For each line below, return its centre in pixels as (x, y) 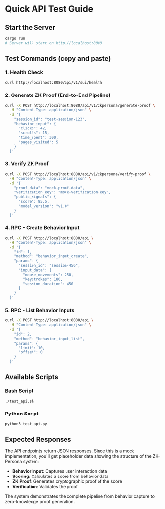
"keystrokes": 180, (43, 279)
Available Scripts (32, 377)
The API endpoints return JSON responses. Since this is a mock (70, 451)
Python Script (22, 414)
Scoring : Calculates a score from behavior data (60, 477)
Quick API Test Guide (49, 9)
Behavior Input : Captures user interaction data (60, 471)
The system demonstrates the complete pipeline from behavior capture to (80, 496)
